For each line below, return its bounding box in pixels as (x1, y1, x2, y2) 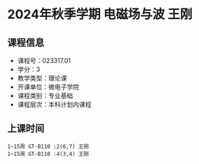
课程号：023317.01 (17, 57, 71, 64)
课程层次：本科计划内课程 (17, 100, 92, 109)
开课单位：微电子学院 (17, 83, 79, 91)
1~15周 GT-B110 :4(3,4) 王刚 (7, 150, 90, 158)
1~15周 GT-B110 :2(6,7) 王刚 (7, 143, 90, 150)
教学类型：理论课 (17, 74, 67, 82)
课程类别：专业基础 (17, 92, 74, 100)
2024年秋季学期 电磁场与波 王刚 (7, 6, 193, 22)
